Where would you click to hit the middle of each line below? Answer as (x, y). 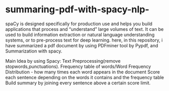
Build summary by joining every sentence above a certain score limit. (78, 83)
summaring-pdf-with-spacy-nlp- (77, 10)
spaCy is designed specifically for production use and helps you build (79, 24)
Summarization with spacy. (34, 51)
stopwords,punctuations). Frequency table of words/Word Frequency (78, 66)
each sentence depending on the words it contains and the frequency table (85, 77)
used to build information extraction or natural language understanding (80, 34)
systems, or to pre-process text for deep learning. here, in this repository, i (84, 40)
